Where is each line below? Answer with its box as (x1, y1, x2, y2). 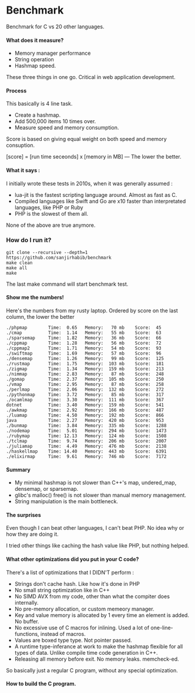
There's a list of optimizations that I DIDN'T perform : (6, 569, 134, 576)
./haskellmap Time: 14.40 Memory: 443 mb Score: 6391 (6, 448, 167, 454)
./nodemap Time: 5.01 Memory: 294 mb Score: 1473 (6, 428, 167, 434)
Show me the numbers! (6, 294, 65, 301)
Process (6, 87, 27, 94)
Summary (6, 466, 31, 473)
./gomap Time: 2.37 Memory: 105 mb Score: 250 (6, 377, 164, 382)
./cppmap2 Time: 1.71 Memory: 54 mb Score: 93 (6, 345, 162, 351)
